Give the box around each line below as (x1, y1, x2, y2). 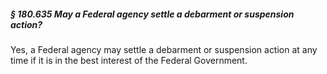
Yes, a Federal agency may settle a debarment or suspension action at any (10, 43, 318, 55)
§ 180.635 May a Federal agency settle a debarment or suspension (10, 8, 295, 20)
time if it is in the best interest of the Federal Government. (10, 54, 248, 66)
